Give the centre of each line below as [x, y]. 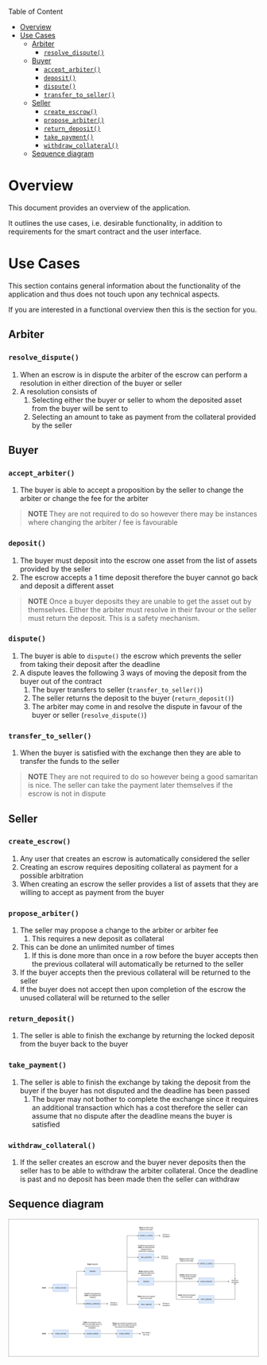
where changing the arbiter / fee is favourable [103, 522]
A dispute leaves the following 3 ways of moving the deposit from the [133, 673]
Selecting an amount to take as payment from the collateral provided [144, 417]
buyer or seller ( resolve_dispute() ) [89, 715]
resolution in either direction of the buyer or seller [101, 383]
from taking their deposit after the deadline [90, 664]
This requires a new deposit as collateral [98, 939]
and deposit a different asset [67, 586]
